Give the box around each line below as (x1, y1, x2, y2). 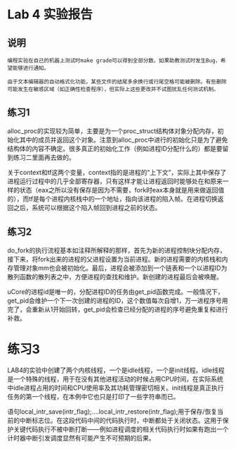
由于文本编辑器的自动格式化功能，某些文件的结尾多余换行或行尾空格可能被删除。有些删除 (7, 78, 227, 85)
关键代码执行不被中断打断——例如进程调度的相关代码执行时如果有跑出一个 (13, 424, 229, 433)
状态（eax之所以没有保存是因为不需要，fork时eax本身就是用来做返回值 (19, 185, 225, 194)
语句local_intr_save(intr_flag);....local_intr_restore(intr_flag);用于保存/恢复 (7, 407, 218, 416)
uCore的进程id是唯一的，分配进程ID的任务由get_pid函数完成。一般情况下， (7, 287, 224, 296)
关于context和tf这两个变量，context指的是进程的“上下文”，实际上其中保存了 (7, 168, 227, 176)
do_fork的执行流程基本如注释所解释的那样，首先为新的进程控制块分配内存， (7, 246, 226, 254)
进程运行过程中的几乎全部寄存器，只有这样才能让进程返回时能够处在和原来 (7, 177, 223, 185)
